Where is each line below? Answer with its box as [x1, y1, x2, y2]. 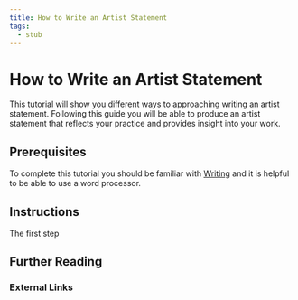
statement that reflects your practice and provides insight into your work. [9, 118, 282, 129]
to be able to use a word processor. [9, 178, 142, 189]
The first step [9, 228, 60, 239]
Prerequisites [9, 144, 87, 159]
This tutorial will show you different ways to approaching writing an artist [9, 98, 280, 109]
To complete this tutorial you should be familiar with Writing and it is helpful [9, 168, 290, 179]
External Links [9, 281, 74, 294]
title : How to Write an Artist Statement [9, 13, 168, 23]
